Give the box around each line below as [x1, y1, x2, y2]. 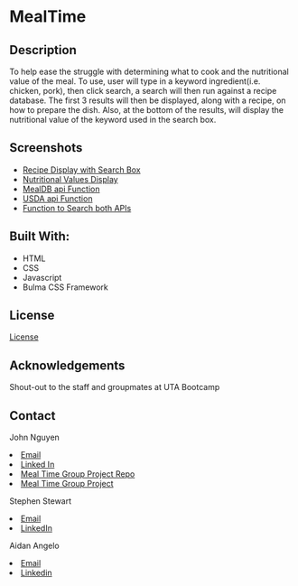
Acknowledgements [9, 358, 126, 373]
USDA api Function [22, 192, 93, 204]
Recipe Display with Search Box [22, 164, 142, 175]
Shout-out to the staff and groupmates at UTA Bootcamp [9, 382, 220, 393]
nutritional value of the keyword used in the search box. [9, 115, 217, 125]
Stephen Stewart [9, 496, 72, 507]
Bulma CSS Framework [22, 282, 108, 293]
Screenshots [9, 140, 83, 155]
